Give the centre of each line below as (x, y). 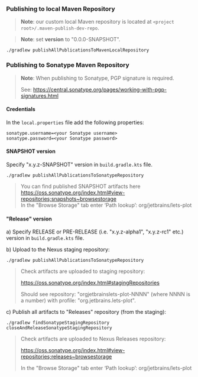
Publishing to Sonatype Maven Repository (68, 65)
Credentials (21, 109)
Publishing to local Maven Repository (61, 9)
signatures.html (40, 96)
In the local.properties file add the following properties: (75, 122)
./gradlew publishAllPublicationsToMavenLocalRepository (78, 50)
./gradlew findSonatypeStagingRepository (58, 323)
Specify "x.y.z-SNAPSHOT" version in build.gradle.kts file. (79, 165)
